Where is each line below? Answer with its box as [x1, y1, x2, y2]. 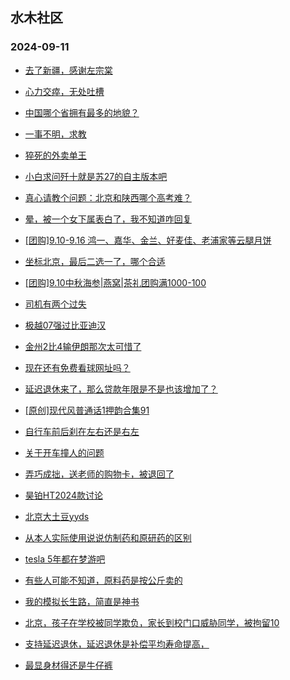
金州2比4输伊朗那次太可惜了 [24, 340, 142, 352]
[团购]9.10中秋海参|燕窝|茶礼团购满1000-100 [24, 276, 207, 288]
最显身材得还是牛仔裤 [24, 659, 113, 671]
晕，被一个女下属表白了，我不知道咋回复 [24, 213, 192, 225]
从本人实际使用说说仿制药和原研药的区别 [24, 531, 192, 543]
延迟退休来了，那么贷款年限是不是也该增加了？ [24, 383, 218, 395]
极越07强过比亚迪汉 [24, 319, 107, 331]
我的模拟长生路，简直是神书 [24, 595, 140, 607]
